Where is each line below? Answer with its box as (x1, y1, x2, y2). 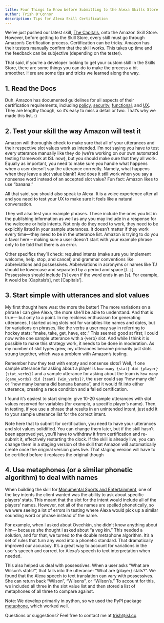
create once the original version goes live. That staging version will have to (5, 446, 156, 452)
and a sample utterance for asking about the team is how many (35, 370, 158, 376)
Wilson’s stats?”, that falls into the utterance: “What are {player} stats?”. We (5, 567, 156, 573)
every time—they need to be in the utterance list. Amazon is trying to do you (5, 231, 159, 237)
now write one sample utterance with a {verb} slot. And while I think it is (5, 335, 150, 341)
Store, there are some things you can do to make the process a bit (5, 65, 138, 71)
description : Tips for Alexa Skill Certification (5, 16, 108, 21)
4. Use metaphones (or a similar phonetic (5, 466, 133, 474)
